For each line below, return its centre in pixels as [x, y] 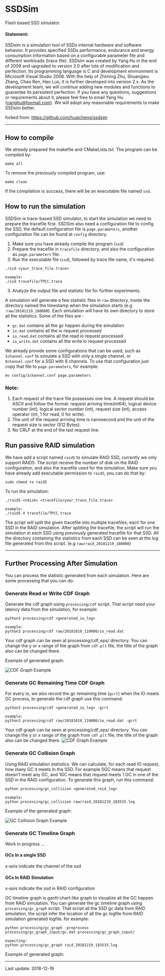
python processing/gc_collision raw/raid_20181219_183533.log [70, 802]
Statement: [17, 34]
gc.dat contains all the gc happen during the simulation [68, 325]
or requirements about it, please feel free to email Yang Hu [64, 98]
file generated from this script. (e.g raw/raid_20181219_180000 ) [68, 543]
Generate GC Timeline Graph [40, 833]
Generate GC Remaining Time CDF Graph [55, 683]
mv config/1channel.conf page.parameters [48, 375]
